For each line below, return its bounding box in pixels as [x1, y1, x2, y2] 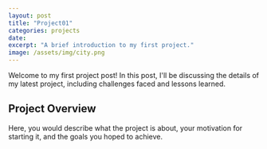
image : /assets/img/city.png [8, 49, 105, 57]
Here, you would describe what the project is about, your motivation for [8, 123, 243, 132]
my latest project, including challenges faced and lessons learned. [8, 79, 226, 88]
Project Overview [8, 102, 96, 116]
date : [8, 33, 26, 42]
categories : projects [8, 26, 80, 34]
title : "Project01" [8, 19, 73, 27]
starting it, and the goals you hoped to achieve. [8, 131, 163, 141]
